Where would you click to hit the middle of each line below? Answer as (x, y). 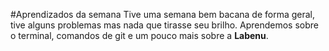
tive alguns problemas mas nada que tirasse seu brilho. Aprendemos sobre (165, 25)
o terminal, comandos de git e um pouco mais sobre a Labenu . (139, 35)
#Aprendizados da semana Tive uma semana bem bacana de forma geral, (163, 14)
